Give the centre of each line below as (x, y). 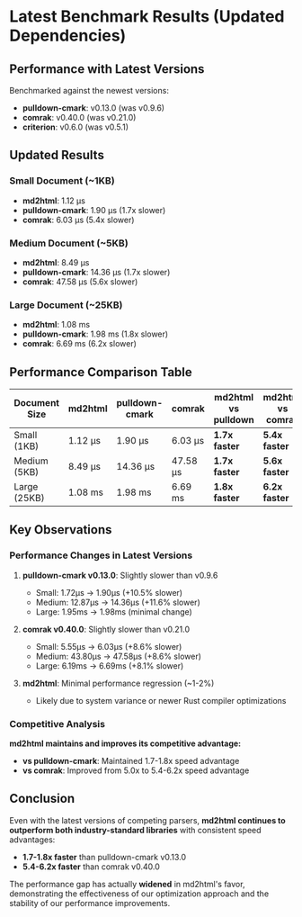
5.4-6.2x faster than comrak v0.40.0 (91, 867)
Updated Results (57, 155)
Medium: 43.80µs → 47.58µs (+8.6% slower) (119, 656)
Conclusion (42, 799)
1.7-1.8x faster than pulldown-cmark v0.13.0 (104, 857)
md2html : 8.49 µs (56, 262)
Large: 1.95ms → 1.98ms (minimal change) (114, 611)
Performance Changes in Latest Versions (101, 555)
